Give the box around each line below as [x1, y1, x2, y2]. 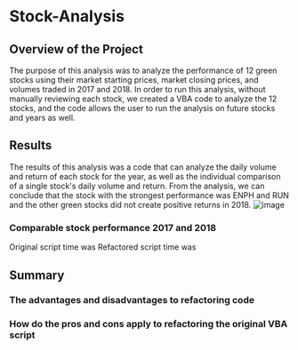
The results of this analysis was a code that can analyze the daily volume [9, 162, 278, 172]
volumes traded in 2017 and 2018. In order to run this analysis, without [9, 84, 266, 94]
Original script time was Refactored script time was [9, 242, 197, 252]
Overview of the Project [9, 42, 144, 57]
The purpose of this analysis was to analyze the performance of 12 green [9, 65, 278, 76]
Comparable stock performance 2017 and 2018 [9, 221, 216, 234]
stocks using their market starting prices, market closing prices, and [9, 75, 260, 85]
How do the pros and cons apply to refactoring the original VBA [9, 318, 288, 330]
